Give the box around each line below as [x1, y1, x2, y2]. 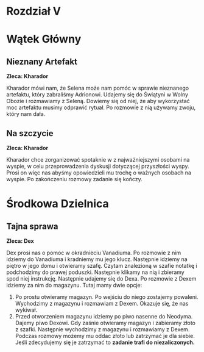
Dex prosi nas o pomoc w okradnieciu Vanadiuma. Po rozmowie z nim [6, 249, 181, 256]
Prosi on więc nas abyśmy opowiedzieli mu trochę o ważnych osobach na [6, 169, 192, 176]
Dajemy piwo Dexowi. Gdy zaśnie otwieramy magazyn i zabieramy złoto [15, 319, 196, 326]
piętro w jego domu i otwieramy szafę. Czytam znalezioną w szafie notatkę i [6, 262, 197, 269]
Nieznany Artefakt [6, 56, 78, 66]
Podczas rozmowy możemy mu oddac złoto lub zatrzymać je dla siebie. [15, 332, 195, 339]
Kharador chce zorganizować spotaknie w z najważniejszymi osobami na [6, 156, 190, 163]
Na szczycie [6, 128, 54, 138]
